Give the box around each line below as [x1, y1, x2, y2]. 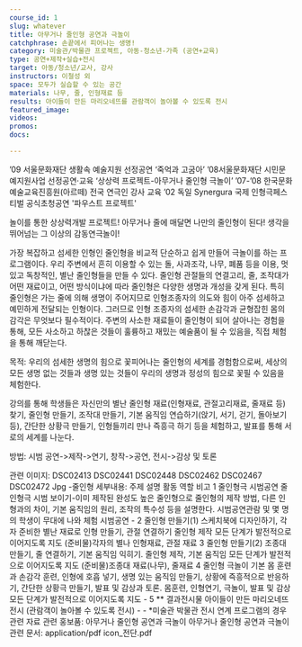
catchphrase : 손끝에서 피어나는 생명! [9, 38, 136, 48]
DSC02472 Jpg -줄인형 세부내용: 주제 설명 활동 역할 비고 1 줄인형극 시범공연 [9, 481, 279, 491]
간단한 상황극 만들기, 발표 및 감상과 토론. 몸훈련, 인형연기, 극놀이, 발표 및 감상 [21, 582, 291, 593]
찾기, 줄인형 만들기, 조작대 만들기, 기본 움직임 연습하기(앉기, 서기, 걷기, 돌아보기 [9, 409, 288, 419]
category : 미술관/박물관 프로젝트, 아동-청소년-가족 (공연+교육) [9, 47, 219, 56]
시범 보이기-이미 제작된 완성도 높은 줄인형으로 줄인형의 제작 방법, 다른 [32, 492, 277, 503]
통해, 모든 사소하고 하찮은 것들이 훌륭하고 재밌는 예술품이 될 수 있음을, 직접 [9, 326, 271, 337]
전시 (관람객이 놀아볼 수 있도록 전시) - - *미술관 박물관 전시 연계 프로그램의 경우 [9, 605, 288, 616]
